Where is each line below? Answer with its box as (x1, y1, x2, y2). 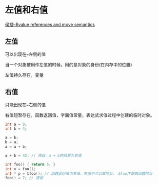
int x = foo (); (5, 166, 36, 171)
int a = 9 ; (5, 122, 27, 127)
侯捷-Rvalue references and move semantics (5, 22, 95, 27)
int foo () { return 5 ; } (5, 162, 56, 167)
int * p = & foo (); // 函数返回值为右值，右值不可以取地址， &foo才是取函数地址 (5, 171, 153, 176)
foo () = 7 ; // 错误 (5, 176, 43, 181)
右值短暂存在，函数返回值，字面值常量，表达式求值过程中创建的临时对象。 (5, 112, 155, 118)
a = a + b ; (5, 144, 27, 149)
